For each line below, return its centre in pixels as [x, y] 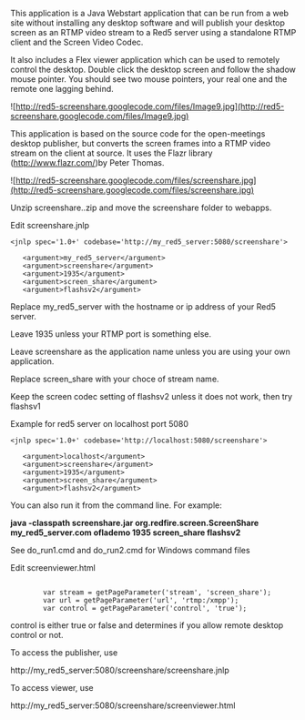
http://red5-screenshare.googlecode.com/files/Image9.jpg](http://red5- [150, 106]
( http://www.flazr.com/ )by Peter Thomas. [87, 162]
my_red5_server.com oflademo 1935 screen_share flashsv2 [126, 532]
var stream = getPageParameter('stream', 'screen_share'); [158, 593]
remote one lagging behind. [62, 89]
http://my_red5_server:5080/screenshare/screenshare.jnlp [120, 670]
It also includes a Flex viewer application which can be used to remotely [145, 60]
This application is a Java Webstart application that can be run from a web [150, 13]
